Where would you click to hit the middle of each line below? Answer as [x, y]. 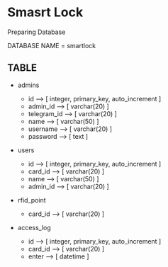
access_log [34, 227]
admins [28, 85]
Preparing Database [37, 32]
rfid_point [32, 200]
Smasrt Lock [45, 12]
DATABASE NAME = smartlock [52, 45]
